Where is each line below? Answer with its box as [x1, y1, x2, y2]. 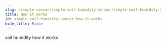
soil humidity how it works [5, 35, 58, 41]
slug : [5, 7, 16, 12]
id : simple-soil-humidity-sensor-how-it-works [5, 16, 103, 21]
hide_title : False [5, 21, 43, 26]
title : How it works [5, 12, 48, 17]
